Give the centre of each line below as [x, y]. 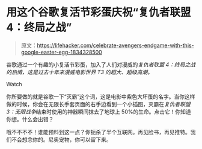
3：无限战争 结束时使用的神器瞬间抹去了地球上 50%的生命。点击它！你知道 [99, 112]
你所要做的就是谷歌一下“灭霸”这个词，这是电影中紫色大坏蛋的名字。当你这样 [101, 97]
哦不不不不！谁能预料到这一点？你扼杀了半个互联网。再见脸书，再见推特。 [98, 132]
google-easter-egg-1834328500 [61, 52]
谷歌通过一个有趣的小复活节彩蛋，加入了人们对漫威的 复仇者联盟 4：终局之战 [101, 65]
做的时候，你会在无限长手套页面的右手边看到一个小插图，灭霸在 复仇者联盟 [98, 104]
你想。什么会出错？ [30, 119]
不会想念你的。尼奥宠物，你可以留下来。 [61, 139]
